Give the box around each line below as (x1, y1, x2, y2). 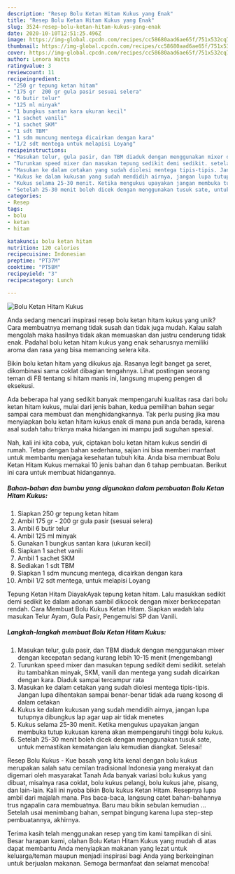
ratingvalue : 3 (7, 62, 52, 69)
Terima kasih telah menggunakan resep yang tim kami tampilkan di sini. (7, 829, 213, 838)
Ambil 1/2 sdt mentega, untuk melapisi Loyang (17, 576, 150, 585)
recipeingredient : (7, 75, 61, 83)
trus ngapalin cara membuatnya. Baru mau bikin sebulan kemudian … (7, 800, 206, 809)
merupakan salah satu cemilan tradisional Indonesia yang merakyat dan (7, 763, 214, 772)
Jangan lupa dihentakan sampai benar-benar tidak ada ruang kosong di (17, 691, 224, 699)
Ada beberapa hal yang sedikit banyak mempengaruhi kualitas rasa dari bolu (7, 395, 228, 403)
